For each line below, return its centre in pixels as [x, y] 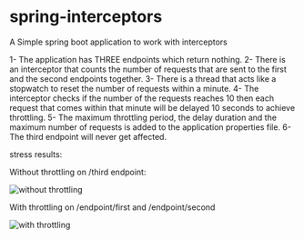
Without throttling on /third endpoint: [78, 172]
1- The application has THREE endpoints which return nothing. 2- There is [148, 59]
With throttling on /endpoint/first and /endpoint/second [112, 207]
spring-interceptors [86, 17]
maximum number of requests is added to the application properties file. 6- [150, 127]
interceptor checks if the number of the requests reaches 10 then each [142, 98]
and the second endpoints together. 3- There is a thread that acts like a [143, 78]
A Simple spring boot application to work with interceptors [118, 42]
